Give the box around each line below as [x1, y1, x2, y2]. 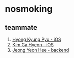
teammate [5, 23, 37, 32]
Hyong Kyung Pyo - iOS [12, 36, 61, 42]
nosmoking [5, 3, 53, 15]
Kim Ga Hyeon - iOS [12, 42, 54, 48]
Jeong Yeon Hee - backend [12, 47, 69, 53]
